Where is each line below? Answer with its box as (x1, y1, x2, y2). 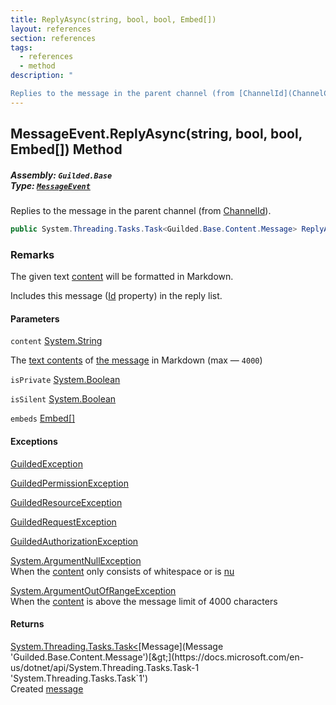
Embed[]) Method (10, 141, 123, 158)
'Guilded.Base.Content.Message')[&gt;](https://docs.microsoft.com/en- (10, 651, 305, 663)
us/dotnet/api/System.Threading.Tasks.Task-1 (10, 661, 200, 673)
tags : (10, 42, 33, 53)
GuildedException (10, 457, 83, 470)
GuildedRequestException (10, 516, 117, 528)
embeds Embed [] (10, 412, 76, 425)
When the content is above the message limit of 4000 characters (10, 595, 278, 607)
